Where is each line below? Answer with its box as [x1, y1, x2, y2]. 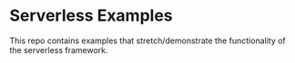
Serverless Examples [9, 5, 173, 26]
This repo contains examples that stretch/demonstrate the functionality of [9, 35, 287, 46]
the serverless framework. [9, 44, 108, 55]
